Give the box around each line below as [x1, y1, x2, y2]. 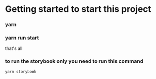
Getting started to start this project [5, 3, 152, 15]
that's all [5, 45, 23, 51]
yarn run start [5, 35, 39, 41]
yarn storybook [5, 69, 37, 74]
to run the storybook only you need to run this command [5, 58, 144, 65]
